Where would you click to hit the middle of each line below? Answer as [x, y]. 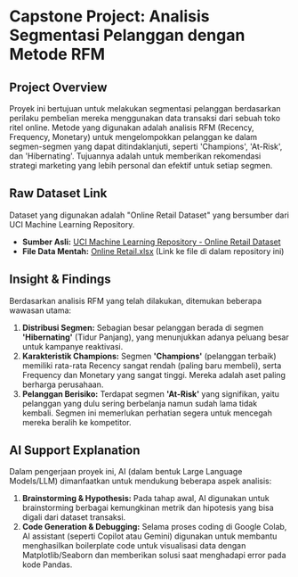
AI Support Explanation [75, 451]
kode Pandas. [47, 565]
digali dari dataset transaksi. [74, 517]
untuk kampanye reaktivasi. [72, 346]
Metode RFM [57, 54]
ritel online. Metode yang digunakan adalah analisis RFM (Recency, [132, 128]
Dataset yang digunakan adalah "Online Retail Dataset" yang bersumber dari [149, 215]
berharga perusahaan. [63, 384]
